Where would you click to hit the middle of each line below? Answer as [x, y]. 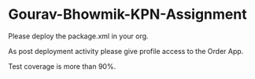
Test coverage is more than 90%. [62, 66]
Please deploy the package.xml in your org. [78, 36]
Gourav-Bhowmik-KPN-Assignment [128, 14]
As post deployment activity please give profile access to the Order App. [126, 51]
